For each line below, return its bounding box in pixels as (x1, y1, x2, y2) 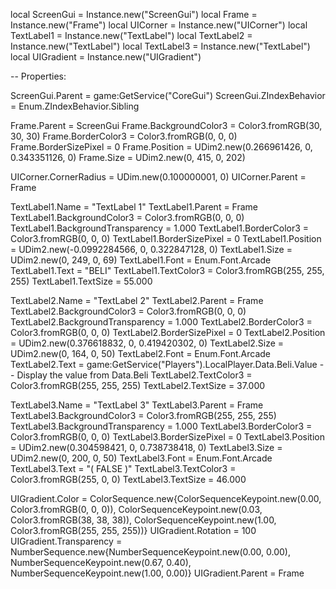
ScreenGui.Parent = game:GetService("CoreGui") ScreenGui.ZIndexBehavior (10, 90, 326, 101)
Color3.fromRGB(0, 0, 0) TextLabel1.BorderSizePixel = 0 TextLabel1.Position (10, 233, 322, 244)
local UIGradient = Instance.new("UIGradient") (10, 51, 202, 63)
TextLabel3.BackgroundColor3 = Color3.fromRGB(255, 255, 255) (10, 410, 277, 421)
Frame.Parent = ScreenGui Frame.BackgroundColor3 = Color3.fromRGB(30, (10, 120, 323, 131)
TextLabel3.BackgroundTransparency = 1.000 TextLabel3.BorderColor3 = (10, 420, 313, 432)
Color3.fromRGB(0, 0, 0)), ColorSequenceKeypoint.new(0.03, (10, 504, 263, 515)
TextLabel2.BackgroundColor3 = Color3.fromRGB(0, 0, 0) (10, 305, 247, 317)
